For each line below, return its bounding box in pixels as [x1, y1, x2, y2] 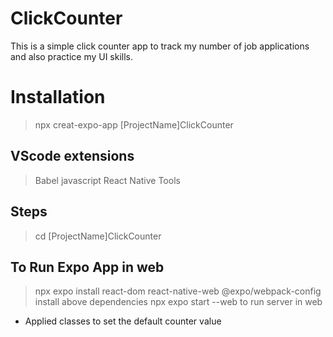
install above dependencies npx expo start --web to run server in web [34, 296, 323, 308]
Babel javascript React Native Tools [34, 174, 181, 186]
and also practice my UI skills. [10, 50, 134, 62]
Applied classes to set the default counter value [24, 315, 222, 327]
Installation [10, 86, 106, 109]
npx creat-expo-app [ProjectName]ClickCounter [34, 118, 234, 131]
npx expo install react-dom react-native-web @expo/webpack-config [34, 285, 322, 297]
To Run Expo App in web [10, 258, 165, 276]
